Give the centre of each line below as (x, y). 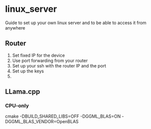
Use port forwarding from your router (50, 61)
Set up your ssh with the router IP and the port (59, 65)
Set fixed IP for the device (38, 55)
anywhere (15, 28)
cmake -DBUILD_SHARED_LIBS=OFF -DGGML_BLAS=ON (63, 116)
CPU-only (17, 106)
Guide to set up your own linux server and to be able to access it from (76, 23)
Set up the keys (28, 71)
